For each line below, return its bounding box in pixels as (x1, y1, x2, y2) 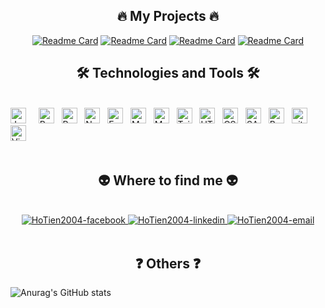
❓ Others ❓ (134, 255, 202, 272)
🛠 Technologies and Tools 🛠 (76, 65, 260, 82)
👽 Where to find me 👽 (98, 172, 238, 189)
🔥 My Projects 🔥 (116, 8, 220, 25)
